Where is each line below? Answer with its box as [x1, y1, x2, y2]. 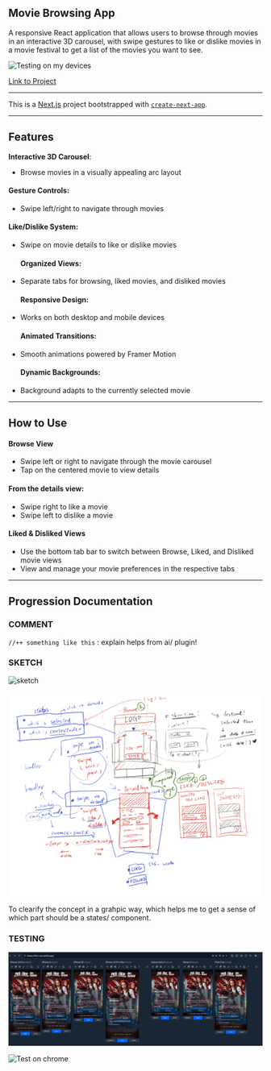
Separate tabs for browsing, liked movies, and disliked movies [19, 276, 226, 286]
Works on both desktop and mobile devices [19, 313, 165, 322]
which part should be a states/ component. [8, 913, 152, 923]
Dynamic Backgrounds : [19, 367, 101, 377]
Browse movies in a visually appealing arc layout [19, 167, 181, 176]
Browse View [8, 438, 54, 448]
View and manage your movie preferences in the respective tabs [19, 563, 236, 573]
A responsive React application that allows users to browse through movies [8, 27, 259, 37]
